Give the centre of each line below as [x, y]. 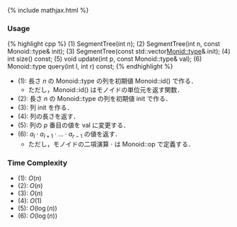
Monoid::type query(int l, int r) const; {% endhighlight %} [90, 66]
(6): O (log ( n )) [37, 216]
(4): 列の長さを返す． [48, 117]
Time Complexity [37, 163]
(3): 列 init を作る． [45, 107]
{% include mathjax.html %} [48, 10]
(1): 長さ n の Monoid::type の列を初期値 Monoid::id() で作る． [107, 81]
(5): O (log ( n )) [37, 209]
